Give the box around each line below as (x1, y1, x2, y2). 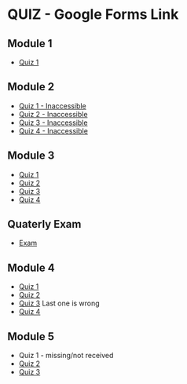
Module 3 (7, 149, 55, 163)
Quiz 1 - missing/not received (18, 351, 114, 360)
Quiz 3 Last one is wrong (18, 298, 100, 308)
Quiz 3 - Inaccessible (18, 118, 88, 127)
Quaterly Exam (7, 218, 82, 231)
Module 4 (7, 261, 56, 274)
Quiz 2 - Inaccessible (18, 109, 88, 119)
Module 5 (7, 330, 54, 343)
